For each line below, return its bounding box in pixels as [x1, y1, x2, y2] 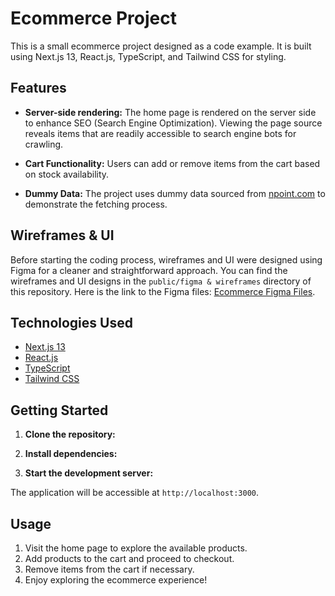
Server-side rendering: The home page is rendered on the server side [24, 106, 317, 118]
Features [10, 80, 67, 97]
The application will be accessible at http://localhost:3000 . [10, 487, 260, 499]
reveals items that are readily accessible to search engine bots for [24, 127, 297, 139]
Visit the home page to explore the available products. [24, 542, 248, 554]
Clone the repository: [24, 428, 116, 441]
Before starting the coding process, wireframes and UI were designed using [10, 253, 323, 266]
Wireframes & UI [10, 227, 115, 244]
